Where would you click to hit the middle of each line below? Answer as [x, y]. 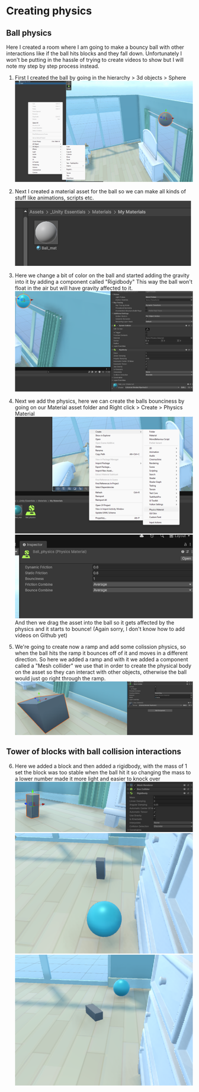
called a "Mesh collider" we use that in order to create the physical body [103, 666]
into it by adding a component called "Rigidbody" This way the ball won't [103, 282]
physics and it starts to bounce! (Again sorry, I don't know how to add [100, 629]
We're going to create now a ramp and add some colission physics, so [100, 647]
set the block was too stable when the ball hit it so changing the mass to [103, 772]
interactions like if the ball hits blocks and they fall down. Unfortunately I [94, 54]
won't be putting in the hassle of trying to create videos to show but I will [95, 60]
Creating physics [49, 11]
